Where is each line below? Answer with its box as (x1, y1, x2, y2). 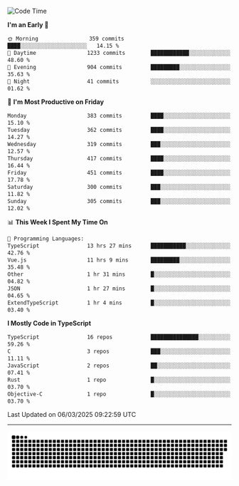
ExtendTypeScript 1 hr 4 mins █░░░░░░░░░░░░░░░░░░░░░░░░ (7, 299, 231, 306)
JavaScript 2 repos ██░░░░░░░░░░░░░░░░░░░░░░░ (7, 362, 231, 369)
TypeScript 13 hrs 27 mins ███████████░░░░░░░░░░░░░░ (7, 242, 231, 249)
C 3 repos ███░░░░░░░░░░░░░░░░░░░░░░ (7, 348, 231, 355)
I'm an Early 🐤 (7, 21, 49, 29)
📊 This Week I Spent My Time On (7, 218, 108, 226)
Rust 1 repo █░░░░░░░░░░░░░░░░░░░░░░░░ (7, 376, 231, 383)
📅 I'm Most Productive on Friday (7, 98, 105, 106)
